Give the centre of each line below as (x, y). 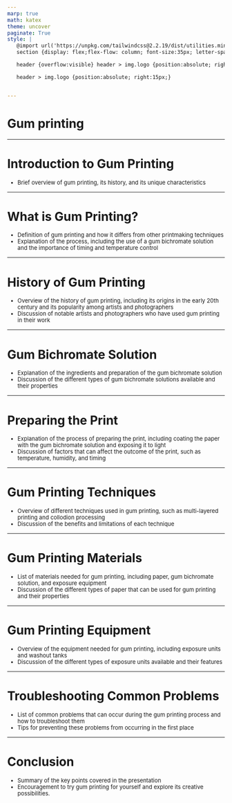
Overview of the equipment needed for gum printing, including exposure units (119, 649)
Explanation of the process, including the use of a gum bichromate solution (115, 242)
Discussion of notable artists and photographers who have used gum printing (118, 314)
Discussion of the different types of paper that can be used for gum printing (116, 590)
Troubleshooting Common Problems (113, 696)
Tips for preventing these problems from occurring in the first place (106, 728)
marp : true (23, 13)
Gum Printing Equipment (79, 630)
